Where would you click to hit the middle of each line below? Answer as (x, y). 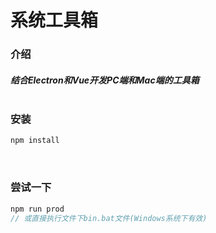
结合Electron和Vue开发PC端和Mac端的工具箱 (105, 80)
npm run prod (37, 209)
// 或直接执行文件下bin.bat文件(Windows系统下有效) (109, 218)
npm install (35, 141)
